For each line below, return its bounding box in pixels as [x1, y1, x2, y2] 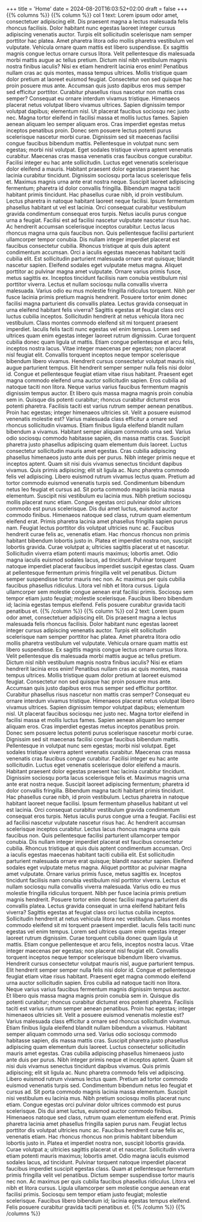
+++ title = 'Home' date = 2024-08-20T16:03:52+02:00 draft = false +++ [6, 5, 188, 12]
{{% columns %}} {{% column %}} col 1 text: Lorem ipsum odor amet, [6, 11, 179, 19]
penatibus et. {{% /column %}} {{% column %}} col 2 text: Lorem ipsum [6, 607, 185, 615]
